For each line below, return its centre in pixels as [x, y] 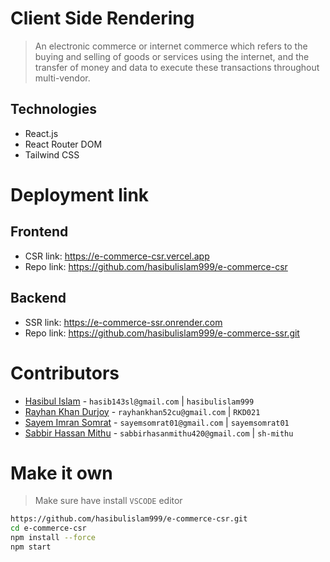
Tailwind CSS [52, 154]
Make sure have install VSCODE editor [108, 501]
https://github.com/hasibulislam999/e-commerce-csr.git [129, 519]
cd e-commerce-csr [48, 528]
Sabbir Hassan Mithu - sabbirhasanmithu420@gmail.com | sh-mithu [159, 433]
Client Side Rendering [102, 18]
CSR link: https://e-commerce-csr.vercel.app [117, 256]
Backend [38, 298]
